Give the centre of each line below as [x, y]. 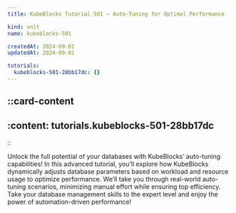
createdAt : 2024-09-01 [41, 46]
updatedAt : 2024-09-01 [41, 53]
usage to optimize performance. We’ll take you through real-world [104, 180]
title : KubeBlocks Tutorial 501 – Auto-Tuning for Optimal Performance [116, 14]
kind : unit [24, 27]
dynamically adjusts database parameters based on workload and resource [118, 172]
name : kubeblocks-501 [40, 33]
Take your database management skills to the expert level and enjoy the [113, 194]
